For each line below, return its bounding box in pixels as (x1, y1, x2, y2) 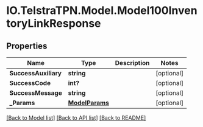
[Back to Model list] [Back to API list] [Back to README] (6, 114, 146, 122)
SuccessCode (9, 79, 51, 87)
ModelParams (68, 98, 110, 107)
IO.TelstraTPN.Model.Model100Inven (6, 4, 198, 18)
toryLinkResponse (6, 16, 102, 30)
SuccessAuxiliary (9, 69, 62, 77)
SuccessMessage (9, 89, 63, 97)
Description (115, 59, 150, 67)
